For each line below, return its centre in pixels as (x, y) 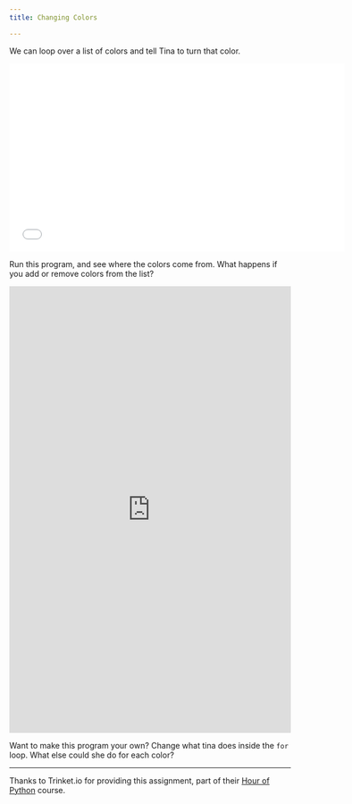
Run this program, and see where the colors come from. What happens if (143, 264)
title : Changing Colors (54, 17)
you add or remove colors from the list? (82, 273)
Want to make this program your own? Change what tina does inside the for (149, 745)
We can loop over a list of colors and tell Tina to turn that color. (125, 51)
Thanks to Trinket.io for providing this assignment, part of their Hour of (139, 780)
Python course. (38, 790)
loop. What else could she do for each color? (92, 755)
